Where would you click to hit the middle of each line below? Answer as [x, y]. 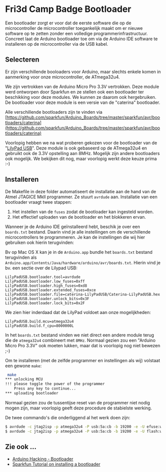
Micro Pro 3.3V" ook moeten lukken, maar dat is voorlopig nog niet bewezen [83, 345]
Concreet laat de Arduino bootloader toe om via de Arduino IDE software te [82, 39]
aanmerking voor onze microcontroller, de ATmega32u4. [62, 77]
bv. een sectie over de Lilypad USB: [41, 268]
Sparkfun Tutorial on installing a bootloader [56, 464]
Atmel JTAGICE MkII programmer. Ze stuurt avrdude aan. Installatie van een [81, 197]
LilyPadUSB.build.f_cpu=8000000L [40, 326]
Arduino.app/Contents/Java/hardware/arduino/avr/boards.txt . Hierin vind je [83, 262]
